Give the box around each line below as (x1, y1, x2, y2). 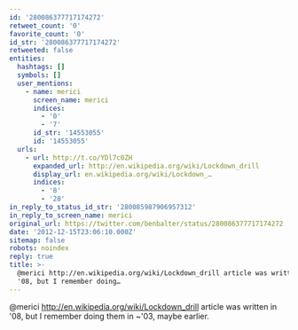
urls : (17, 145, 38, 153)
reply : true (9, 252, 53, 262)
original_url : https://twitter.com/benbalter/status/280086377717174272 (9, 219, 284, 228)
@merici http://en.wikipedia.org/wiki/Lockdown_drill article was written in (9, 301, 278, 311)
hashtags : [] (17, 63, 66, 72)
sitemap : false (9, 236, 66, 245)
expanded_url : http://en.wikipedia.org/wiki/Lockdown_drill (32, 161, 260, 170)
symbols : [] (17, 71, 62, 80)
